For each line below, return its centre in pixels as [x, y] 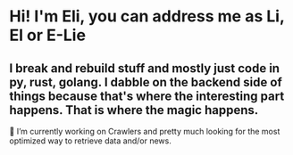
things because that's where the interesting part [147, 96]
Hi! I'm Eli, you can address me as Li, [147, 16]
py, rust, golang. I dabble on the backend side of [146, 82]
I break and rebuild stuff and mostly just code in [144, 68]
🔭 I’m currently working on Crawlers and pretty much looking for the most [145, 131]
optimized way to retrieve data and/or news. [90, 141]
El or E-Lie [48, 35]
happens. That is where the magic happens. [134, 110]
